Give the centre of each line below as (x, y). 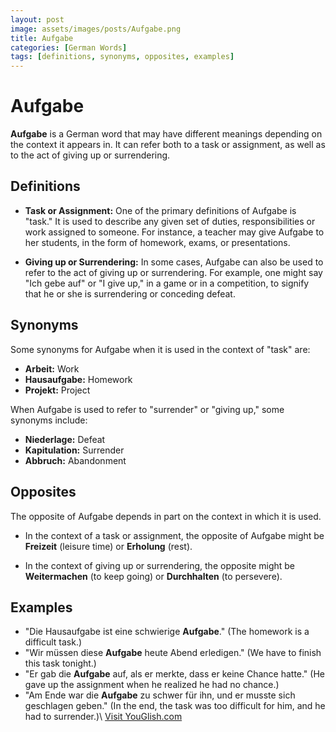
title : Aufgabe (42, 38)
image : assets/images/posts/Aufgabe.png (96, 29)
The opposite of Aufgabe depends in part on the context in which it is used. (166, 516)
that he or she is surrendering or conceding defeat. (130, 293)
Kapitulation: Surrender (74, 450)
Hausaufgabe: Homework (78, 379)
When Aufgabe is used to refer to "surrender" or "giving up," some (147, 409)
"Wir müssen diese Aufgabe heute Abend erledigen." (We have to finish (173, 653)
